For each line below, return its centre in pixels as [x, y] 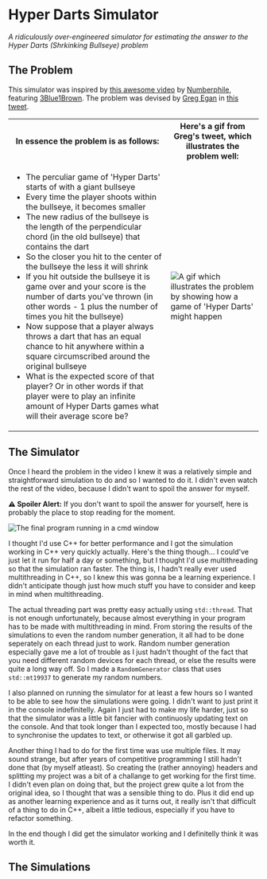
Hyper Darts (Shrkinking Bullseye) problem [78, 45]
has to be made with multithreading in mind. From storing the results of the [130, 626]
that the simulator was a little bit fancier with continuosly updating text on [128, 718]
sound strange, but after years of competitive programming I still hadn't [125, 759]
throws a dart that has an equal [83, 336]
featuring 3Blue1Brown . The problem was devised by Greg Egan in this [124, 98]
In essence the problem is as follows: [87, 141]
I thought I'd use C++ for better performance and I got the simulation [121, 543]
